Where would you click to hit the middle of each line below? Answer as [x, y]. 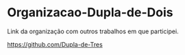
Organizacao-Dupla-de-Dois [90, 13]
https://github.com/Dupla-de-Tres [55, 44]
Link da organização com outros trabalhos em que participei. [93, 31]
